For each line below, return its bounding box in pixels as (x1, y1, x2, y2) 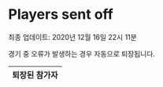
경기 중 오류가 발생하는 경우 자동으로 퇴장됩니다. (8, 49, 156, 58)
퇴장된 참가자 (12, 69, 58, 80)
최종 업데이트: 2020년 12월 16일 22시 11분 (8, 32, 138, 42)
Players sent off (8, 5, 114, 24)
